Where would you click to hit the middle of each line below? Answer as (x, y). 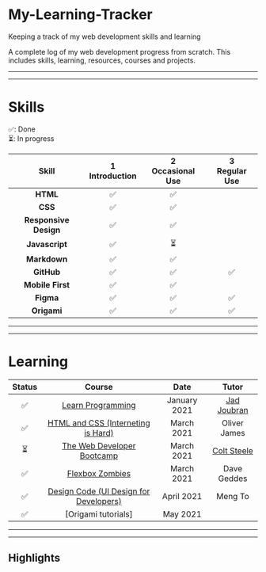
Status (25, 387)
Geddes (233, 479)
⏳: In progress (31, 138)
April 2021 (182, 496)
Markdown (47, 259)
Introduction (113, 176)
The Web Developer (99, 445)
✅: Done (22, 129)
